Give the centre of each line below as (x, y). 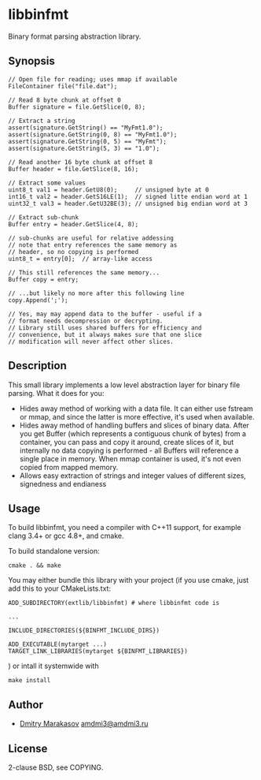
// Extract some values (47, 183)
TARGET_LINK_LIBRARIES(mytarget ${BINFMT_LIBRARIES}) (98, 651)
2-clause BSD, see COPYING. (56, 767)
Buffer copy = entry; (44, 279)
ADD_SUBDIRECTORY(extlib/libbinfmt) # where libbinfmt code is (114, 603)
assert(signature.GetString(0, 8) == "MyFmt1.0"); (93, 134)
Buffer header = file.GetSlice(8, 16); (74, 169)
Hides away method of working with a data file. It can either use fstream (136, 409)
